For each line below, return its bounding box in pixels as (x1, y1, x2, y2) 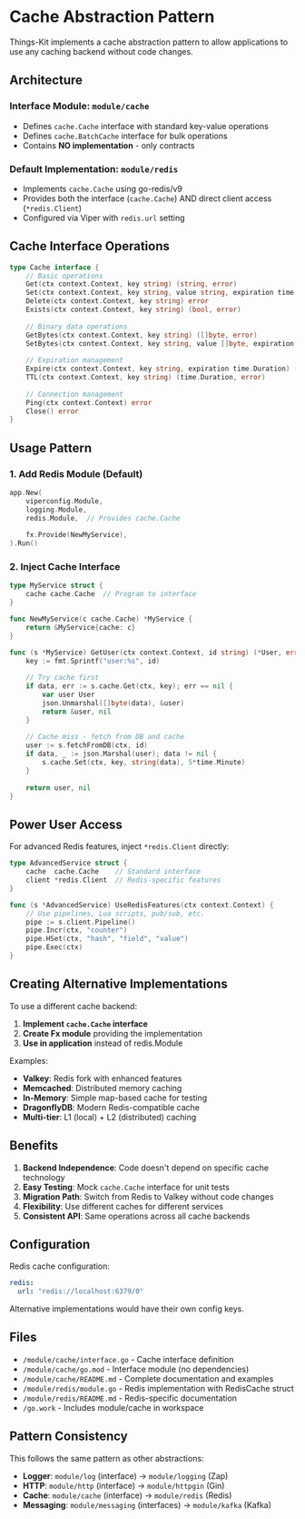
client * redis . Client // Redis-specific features (25, 876, 221, 885)
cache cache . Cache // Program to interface (25, 590, 197, 599)
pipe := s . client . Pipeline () (25, 917, 136, 927)
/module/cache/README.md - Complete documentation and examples (22, 1372, 274, 1384)
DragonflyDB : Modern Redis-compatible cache (22, 1101, 200, 1112)
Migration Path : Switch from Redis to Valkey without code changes (22, 1190, 274, 1202)
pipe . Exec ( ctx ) (25, 943, 84, 952)
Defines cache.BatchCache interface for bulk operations (22, 130, 229, 141)
